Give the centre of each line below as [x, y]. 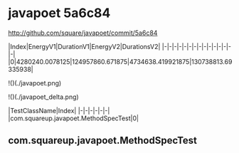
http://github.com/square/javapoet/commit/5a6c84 [83, 33]
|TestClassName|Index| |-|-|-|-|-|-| [59, 110]
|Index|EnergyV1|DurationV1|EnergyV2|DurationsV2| [84, 46]
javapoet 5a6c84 [59, 13]
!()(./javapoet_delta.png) [43, 97]
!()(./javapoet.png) [35, 83]
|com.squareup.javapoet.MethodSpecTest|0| [74, 118]
